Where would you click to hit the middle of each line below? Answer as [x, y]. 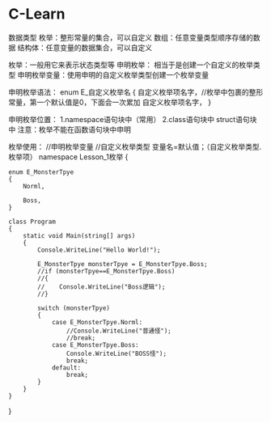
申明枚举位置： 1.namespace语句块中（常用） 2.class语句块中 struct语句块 [133, 119]
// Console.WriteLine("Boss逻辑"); [102, 287]
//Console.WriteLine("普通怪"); [119, 331]
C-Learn [37, 14]
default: [66, 368]
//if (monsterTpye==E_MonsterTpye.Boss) [106, 271]
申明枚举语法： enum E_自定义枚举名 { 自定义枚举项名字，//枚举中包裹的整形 [136, 92]
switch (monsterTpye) [74, 308]
